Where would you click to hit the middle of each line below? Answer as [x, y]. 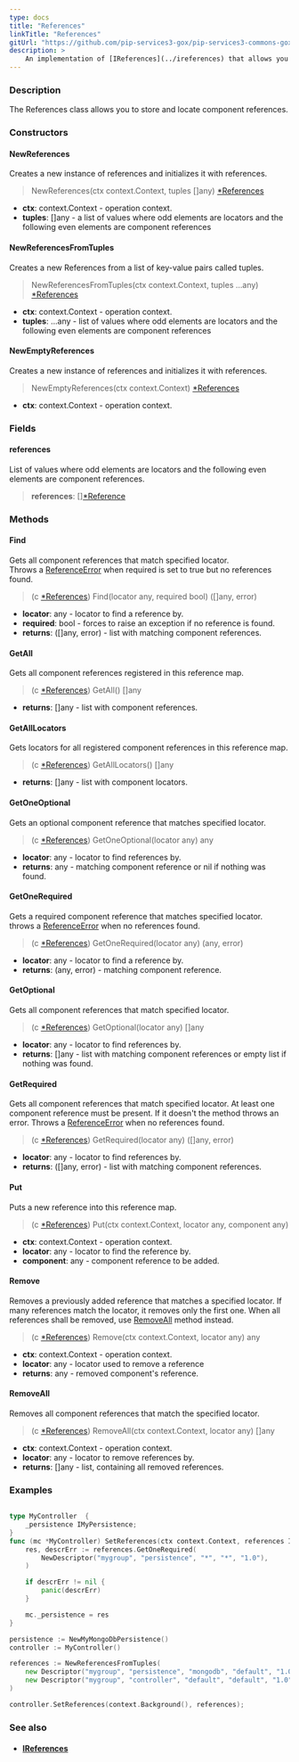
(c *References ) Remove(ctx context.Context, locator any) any [145, 1337]
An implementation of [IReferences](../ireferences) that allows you [157, 59]
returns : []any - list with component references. [110, 708]
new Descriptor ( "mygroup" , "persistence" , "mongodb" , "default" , [149, 1672]
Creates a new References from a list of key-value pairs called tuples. [137, 268]
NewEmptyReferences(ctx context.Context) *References [135, 388]
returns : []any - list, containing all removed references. [123, 1467]
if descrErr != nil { [65, 1582]
